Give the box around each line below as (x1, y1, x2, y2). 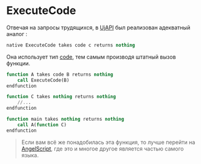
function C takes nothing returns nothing (6, 94, 116, 100)
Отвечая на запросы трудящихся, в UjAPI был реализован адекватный (6, 24, 191, 31)
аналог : (6, 30, 27, 37)
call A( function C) (17, 121, 67, 128)
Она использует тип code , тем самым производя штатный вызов (6, 53, 176, 60)
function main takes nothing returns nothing (6, 116, 124, 123)
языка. (21, 151, 39, 159)
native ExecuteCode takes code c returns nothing (6, 42, 136, 48)
